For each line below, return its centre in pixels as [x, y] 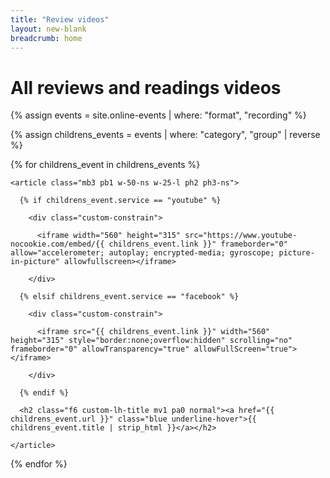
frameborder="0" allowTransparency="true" [100, 349]
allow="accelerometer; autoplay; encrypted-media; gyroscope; [142, 253]
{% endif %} [44, 393]
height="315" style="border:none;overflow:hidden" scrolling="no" [151, 341]
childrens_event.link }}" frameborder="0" [198, 244]
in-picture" [35, 262]
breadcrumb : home [46, 38]
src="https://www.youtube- [241, 236]
